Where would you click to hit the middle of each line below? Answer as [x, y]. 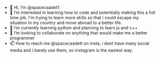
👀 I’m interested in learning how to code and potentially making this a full [82, 12]
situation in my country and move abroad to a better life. [66, 23]
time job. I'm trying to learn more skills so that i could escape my [74, 17]
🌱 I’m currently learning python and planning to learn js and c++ [73, 28]
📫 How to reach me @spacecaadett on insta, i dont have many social [79, 43]
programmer [22, 38]
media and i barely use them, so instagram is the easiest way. [71, 50]
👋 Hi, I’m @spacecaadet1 [35, 7]
